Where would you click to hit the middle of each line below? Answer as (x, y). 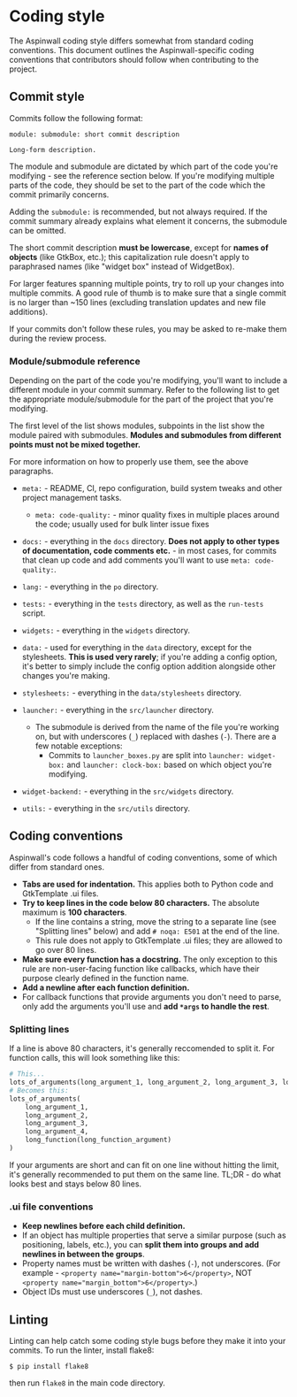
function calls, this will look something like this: (95, 1058)
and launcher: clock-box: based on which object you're (169, 765)
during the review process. (58, 338)
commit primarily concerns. (59, 194)
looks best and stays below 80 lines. (76, 1184)
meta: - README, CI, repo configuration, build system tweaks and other (152, 488)
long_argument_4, (57, 1132)
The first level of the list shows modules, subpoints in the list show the (137, 426)
